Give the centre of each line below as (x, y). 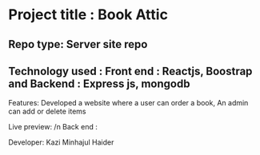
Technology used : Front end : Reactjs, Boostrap (130, 71)
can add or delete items (47, 111)
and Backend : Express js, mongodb (99, 83)
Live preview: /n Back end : (53, 127)
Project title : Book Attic (88, 15)
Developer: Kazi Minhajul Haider (61, 142)
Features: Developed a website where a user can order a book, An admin (128, 103)
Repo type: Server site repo (78, 44)
